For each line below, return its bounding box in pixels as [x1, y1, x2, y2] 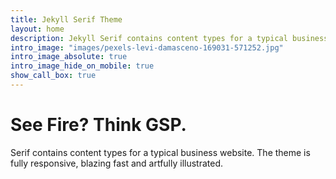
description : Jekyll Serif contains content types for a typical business [10, 33, 329, 43]
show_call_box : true [10, 71, 97, 81]
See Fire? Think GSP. [10, 114, 187, 136]
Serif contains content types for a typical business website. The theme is [10, 146, 311, 158]
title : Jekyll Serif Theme [10, 14, 123, 25]
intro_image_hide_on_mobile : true [10, 61, 155, 71]
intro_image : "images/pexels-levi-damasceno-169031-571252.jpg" [10, 42, 284, 53]
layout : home [10, 24, 65, 34]
